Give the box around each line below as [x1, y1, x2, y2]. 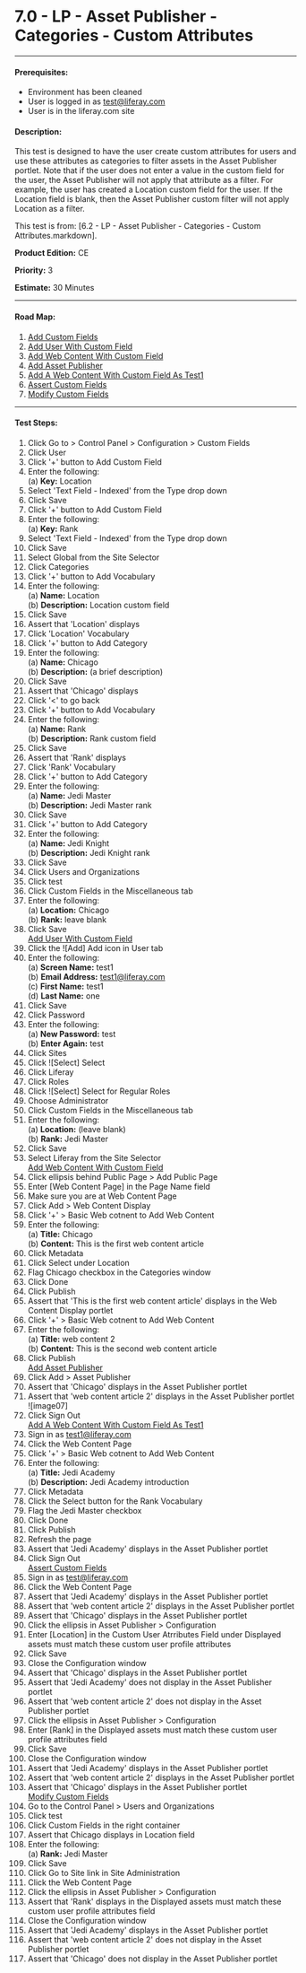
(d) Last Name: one [27, 990, 101, 1001]
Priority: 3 [14, 265, 53, 275]
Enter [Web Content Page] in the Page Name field [27, 1181, 211, 1192]
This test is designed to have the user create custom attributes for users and [14, 146, 297, 157]
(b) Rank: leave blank [27, 913, 106, 925]
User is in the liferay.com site [27, 106, 135, 117]
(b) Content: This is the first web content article [27, 1238, 205, 1249]
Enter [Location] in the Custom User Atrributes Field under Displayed [27, 1628, 282, 1639]
